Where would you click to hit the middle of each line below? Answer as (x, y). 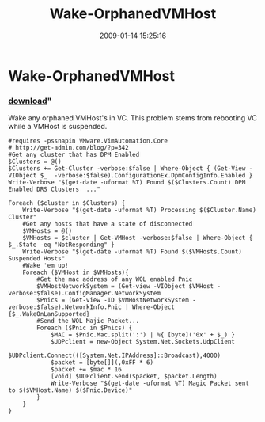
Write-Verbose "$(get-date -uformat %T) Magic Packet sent (150, 384)
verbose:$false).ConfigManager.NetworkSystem (84, 294)
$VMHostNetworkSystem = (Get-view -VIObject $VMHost (125, 287)
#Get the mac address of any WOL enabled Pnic (115, 279)
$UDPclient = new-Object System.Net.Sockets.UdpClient (143, 342)
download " (30, 101)
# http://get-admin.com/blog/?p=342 (68, 148)
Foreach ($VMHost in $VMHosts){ (76, 273)
